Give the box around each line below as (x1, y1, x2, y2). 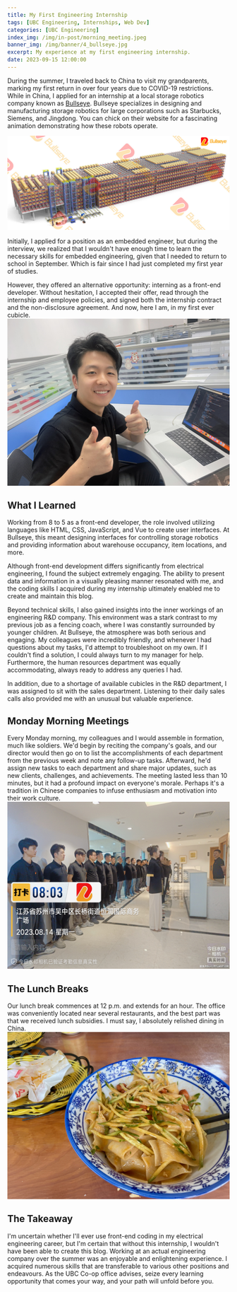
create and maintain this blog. (7, 592, 94, 600)
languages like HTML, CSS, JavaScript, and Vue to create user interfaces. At (7, 525, 230, 534)
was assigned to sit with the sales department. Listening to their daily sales (7, 687, 226, 696)
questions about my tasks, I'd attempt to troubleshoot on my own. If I (7, 644, 207, 652)
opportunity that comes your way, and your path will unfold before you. (7, 1276, 214, 1285)
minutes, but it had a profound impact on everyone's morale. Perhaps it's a (7, 779, 224, 788)
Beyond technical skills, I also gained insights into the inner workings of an (7, 605, 224, 615)
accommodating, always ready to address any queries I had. (7, 665, 183, 675)
